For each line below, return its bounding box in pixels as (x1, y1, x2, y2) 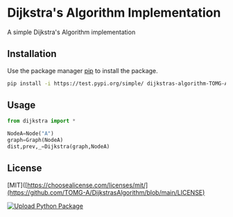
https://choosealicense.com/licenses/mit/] (26, 181, 148, 189)
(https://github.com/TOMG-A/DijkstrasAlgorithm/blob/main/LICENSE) (7, 188, 205, 196)
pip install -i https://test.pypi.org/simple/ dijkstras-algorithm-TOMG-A (7, 80, 228, 87)
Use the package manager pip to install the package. (7, 66, 158, 74)
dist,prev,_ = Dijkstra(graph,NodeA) (7, 143, 110, 150)
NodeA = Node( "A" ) (7, 130, 54, 137)
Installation (7, 48, 57, 60)
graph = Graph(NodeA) (7, 137, 64, 144)
